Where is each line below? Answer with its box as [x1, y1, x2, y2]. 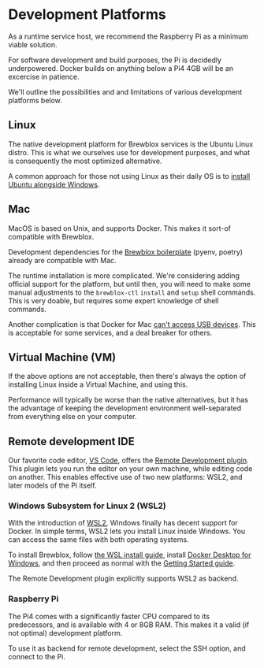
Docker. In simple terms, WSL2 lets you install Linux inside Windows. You [8, 526, 246, 536]
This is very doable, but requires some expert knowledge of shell [8, 295, 219, 305]
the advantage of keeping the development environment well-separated [8, 403, 242, 413]
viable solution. [8, 39, 58, 49]
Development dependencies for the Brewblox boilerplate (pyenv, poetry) [8, 247, 243, 257]
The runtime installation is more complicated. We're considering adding [8, 270, 240, 280]
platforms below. [8, 95, 63, 105]
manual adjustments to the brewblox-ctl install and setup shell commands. [8, 288, 256, 297]
